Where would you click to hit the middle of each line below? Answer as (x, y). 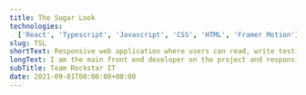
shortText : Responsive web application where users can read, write (142, 52)
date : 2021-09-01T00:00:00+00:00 (73, 77)
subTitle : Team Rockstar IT (63, 69)
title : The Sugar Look (52, 18)
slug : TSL (28, 43)
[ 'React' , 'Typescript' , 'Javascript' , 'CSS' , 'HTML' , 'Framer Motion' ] (158, 34)
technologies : (36, 26)
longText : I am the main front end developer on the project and (136, 60)
